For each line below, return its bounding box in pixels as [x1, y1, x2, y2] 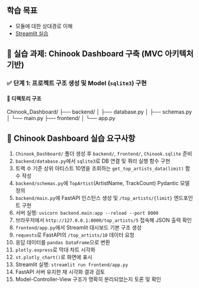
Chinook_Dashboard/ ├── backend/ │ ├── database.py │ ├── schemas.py [7, 108, 192, 115]
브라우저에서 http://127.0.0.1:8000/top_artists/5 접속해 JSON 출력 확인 [15, 216, 192, 224]
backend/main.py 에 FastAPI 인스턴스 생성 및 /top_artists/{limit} [15, 195, 173, 202]
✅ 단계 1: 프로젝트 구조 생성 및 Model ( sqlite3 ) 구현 [7, 79, 147, 88]
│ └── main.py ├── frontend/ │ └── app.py [7, 115, 115, 122]
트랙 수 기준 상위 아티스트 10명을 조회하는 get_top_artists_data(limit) [15, 165, 184, 172]
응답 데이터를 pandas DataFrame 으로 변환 [15, 239, 110, 246]
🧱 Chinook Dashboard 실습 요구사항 [7, 133, 136, 143]
